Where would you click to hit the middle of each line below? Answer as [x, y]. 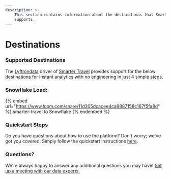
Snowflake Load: [26, 90]
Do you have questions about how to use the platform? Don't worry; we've [83, 136]
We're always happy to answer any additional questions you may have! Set [83, 165]
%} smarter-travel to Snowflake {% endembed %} [58, 112]
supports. [25, 19]
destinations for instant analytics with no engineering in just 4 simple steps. [84, 77]
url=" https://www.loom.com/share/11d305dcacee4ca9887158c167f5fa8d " [83, 106]
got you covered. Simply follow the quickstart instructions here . [72, 141]
